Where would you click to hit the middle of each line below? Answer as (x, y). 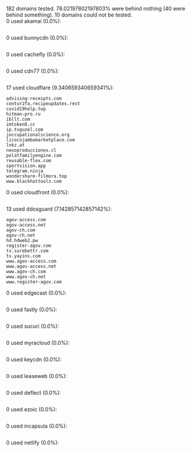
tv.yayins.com (24, 256)
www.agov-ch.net (26, 277)
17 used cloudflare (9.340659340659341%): (60, 88)
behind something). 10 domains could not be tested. (69, 15)
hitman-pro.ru (24, 114)
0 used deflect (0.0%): (34, 393)
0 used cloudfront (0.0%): (38, 192)
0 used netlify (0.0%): (32, 443)
